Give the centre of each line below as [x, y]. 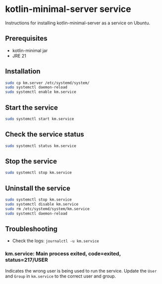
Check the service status [45, 134]
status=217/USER [27, 260]
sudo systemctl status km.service [41, 146]
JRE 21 [19, 56]
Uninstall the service [38, 188]
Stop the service [31, 161]
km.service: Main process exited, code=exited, [63, 254]
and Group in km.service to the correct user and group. [61, 276]
